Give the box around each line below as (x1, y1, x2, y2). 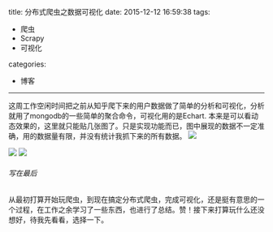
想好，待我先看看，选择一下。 (8, 215, 108, 225)
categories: (8, 59, 46, 69)
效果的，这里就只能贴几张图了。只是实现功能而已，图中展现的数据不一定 (15, 121, 258, 131)
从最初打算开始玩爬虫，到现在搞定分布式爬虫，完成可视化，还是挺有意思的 (8, 195, 258, 204)
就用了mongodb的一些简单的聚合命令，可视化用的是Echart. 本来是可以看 (8, 111, 252, 120)
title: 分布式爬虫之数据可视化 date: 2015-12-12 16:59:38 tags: (8, 7, 210, 16)
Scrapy (19, 33, 45, 43)
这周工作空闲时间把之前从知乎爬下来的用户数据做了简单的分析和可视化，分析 (8, 101, 265, 110)
